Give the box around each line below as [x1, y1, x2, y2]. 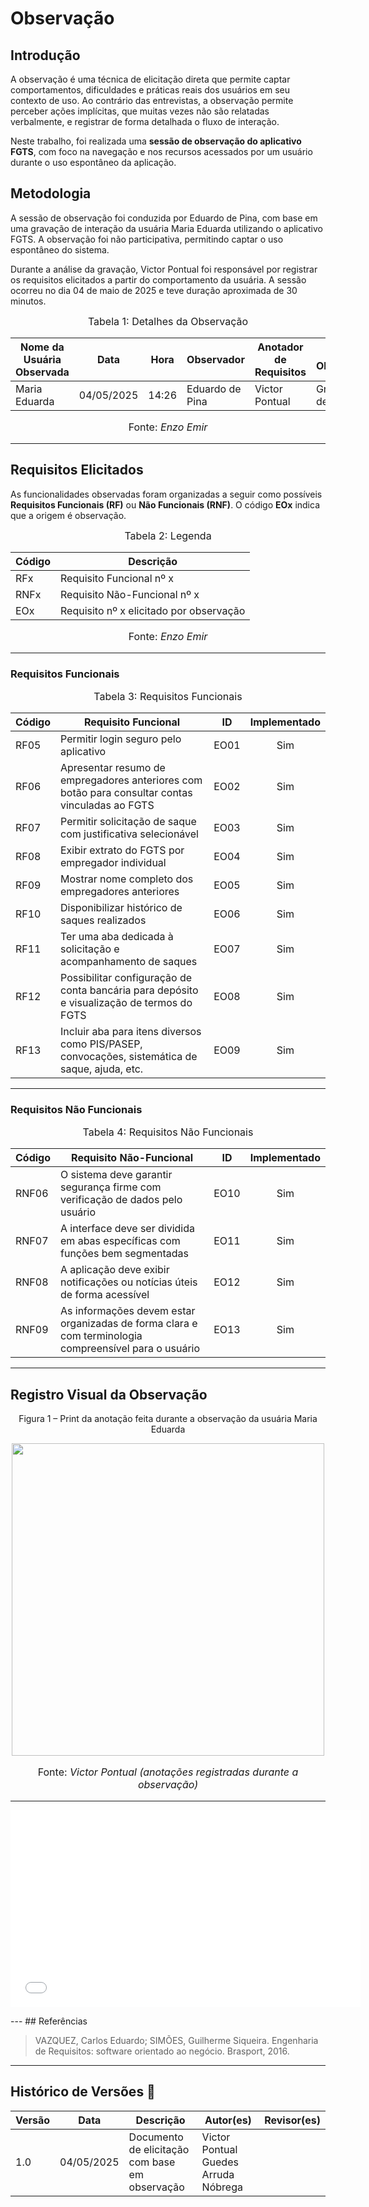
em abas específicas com [60, 1234, 181, 1248]
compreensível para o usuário [60, 1342, 201, 1356]
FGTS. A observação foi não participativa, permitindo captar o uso [10, 233, 284, 245]
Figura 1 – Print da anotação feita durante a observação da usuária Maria [18, 1413, 318, 1425]
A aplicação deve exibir [60, 1263, 170, 1277]
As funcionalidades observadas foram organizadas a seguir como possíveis [10, 488, 323, 500]
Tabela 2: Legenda [124, 528, 212, 542]
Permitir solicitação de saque [60, 814, 197, 828]
